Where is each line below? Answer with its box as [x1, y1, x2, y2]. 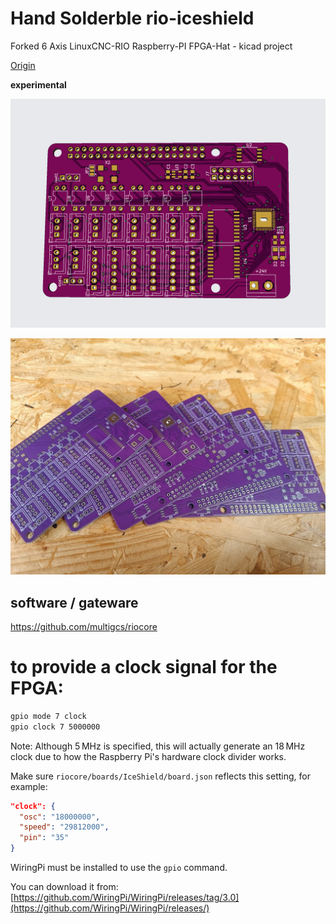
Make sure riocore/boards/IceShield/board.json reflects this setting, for [10, 770, 311, 782]
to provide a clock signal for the [10, 656, 278, 679]
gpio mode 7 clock [10, 711, 87, 721]
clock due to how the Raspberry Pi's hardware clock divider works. [10, 750, 287, 762]
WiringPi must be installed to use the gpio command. [10, 862, 228, 873]
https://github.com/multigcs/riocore [10, 620, 158, 632]
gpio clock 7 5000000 [10, 722, 101, 732]
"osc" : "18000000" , [19, 812, 101, 822]
